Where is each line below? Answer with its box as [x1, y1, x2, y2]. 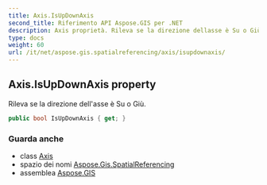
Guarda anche [8, 133, 64, 144]
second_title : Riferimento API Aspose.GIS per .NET [8, 19, 183, 27]
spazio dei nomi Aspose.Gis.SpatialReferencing [19, 160, 175, 169]
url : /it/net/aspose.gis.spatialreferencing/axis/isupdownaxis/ [8, 48, 226, 56]
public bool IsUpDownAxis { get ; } [8, 114, 126, 122]
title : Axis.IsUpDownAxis [8, 11, 94, 20]
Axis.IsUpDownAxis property [8, 78, 157, 91]
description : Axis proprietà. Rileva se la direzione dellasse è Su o [8, 26, 247, 34]
